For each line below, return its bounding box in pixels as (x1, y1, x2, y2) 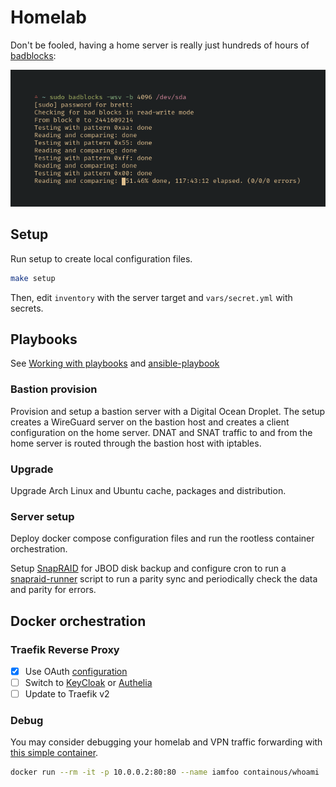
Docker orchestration (10, 612, 147, 630)
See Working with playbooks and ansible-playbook (10, 357, 220, 370)
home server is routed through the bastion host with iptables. (10, 437, 262, 449)
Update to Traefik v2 (24, 688, 110, 700)
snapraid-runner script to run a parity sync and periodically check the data (10, 573, 318, 585)
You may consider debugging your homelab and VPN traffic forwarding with (10, 736, 323, 748)
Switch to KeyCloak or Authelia (24, 677, 153, 688)
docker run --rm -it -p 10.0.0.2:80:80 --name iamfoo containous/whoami (10, 767, 320, 778)
